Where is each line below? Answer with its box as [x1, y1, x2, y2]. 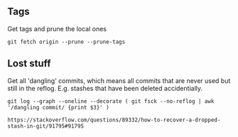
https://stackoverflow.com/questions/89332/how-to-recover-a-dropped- [7, 116, 221, 124]
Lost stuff [7, 57, 51, 70]
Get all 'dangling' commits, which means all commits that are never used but [7, 76, 231, 84]
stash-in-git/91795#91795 [7, 122, 84, 130]
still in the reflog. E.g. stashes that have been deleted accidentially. [7, 84, 203, 92]
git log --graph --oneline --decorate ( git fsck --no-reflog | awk [7, 97, 215, 105]
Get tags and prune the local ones [7, 24, 107, 33]
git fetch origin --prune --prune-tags [7, 38, 126, 45]
